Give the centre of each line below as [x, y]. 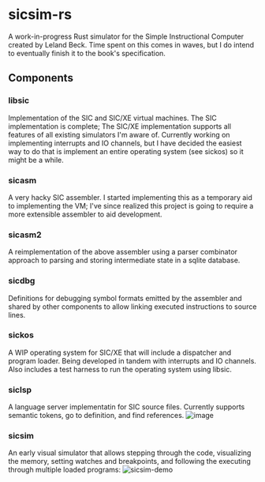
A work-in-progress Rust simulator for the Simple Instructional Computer [126, 36]
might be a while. [36, 160]
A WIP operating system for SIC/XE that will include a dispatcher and [120, 352]
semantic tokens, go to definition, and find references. [96, 416]
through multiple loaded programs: [64, 470]
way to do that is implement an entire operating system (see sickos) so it [126, 151]
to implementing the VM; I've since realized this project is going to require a [131, 205]
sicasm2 [25, 235]
